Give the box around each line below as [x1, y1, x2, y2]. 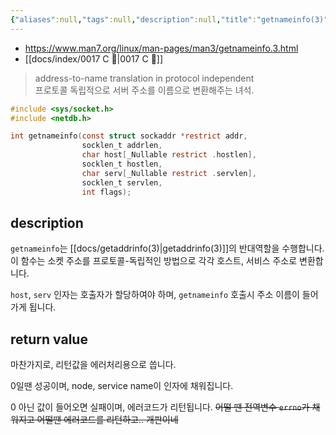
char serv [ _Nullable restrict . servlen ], [81, 168, 257, 178]
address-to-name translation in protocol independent [34, 72, 255, 84]
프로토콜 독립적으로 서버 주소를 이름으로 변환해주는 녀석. [34, 84, 255, 96]
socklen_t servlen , [81, 177, 163, 188]
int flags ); [81, 187, 132, 197]
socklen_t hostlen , [81, 159, 163, 169]
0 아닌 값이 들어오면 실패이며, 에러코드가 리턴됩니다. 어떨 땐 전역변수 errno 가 [10, 401, 310, 413]
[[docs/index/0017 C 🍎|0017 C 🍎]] [24, 52, 164, 65]
